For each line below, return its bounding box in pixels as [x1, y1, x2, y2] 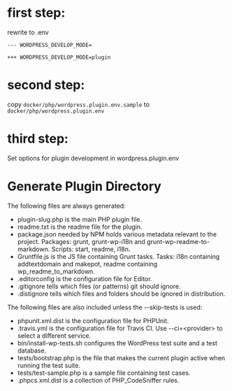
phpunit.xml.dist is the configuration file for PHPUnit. [17, 316, 169, 325]
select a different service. [17, 331, 92, 340]
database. [17, 346, 47, 355]
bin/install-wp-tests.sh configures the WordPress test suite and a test [17, 339, 218, 347]
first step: [7, 5, 66, 21]
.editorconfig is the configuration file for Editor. [17, 274, 152, 283]
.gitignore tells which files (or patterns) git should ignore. [17, 282, 181, 290]
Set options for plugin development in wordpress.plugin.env [7, 154, 180, 162]
